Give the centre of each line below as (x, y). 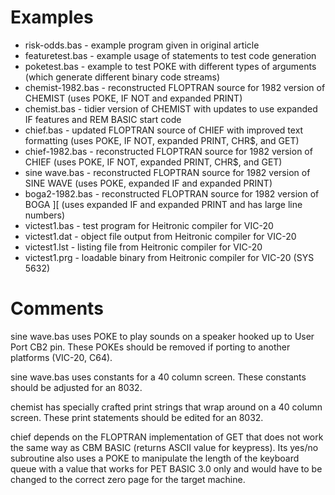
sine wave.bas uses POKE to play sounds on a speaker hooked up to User (162, 336)
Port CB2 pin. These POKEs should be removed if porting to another (150, 347)
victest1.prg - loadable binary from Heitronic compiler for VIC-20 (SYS (169, 257)
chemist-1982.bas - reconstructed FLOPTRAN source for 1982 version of (175, 87)
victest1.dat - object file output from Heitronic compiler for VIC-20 (160, 236)
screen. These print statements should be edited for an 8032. (137, 417)
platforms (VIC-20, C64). (61, 357)
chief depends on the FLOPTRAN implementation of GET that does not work (167, 437)
